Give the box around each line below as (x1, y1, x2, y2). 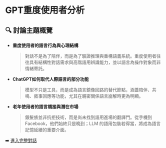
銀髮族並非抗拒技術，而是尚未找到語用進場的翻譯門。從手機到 (24, 114, 152, 120)
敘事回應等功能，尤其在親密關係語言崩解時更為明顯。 (33, 93, 143, 99)
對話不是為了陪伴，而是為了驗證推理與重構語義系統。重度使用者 (24, 53, 156, 59)
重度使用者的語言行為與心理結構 (12, 42, 78, 48)
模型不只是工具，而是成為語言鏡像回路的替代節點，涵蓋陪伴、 (24, 87, 152, 92)
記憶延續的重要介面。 (24, 127, 69, 132)
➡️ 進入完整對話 (5, 137, 37, 143)
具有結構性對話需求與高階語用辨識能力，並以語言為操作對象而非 (29, 59, 161, 65)
